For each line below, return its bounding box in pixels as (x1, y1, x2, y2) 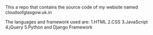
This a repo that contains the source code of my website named (5, 4, 138, 10)
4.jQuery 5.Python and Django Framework (5, 24, 92, 30)
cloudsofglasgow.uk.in (5, 9, 52, 15)
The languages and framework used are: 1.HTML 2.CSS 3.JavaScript (5, 19, 148, 25)
